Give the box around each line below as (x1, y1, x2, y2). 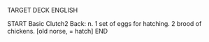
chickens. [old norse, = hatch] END (7, 27, 108, 35)
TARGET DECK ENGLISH (7, 6, 78, 14)
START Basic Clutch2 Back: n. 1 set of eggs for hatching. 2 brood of (7, 20, 202, 27)
